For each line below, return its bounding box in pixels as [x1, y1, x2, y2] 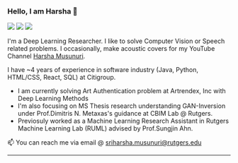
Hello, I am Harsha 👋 [7, 6, 78, 16]
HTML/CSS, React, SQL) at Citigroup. [7, 73, 116, 82]
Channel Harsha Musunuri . [7, 52, 86, 61]
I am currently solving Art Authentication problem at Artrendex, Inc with [17, 87, 226, 95]
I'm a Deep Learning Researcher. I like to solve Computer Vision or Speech [7, 37, 225, 45]
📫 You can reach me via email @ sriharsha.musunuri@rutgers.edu [7, 138, 202, 147]
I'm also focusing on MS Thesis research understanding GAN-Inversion [17, 102, 226, 110]
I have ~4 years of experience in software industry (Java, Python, [7, 66, 199, 74]
